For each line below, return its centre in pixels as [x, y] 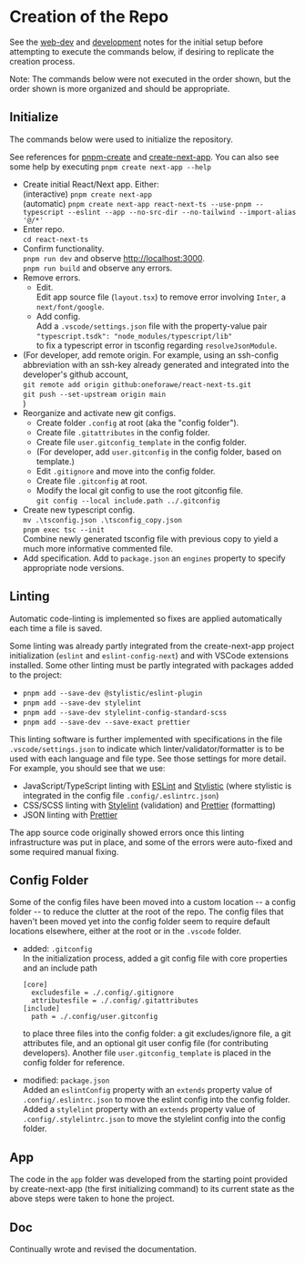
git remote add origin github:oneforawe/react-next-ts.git [137, 384]
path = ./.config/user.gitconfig [95, 1017]
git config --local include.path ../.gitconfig [128, 501]
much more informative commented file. [98, 548]
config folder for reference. [74, 1063]
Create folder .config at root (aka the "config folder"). [137, 423]
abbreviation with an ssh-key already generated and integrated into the [156, 364]
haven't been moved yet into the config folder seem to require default [140, 922]
